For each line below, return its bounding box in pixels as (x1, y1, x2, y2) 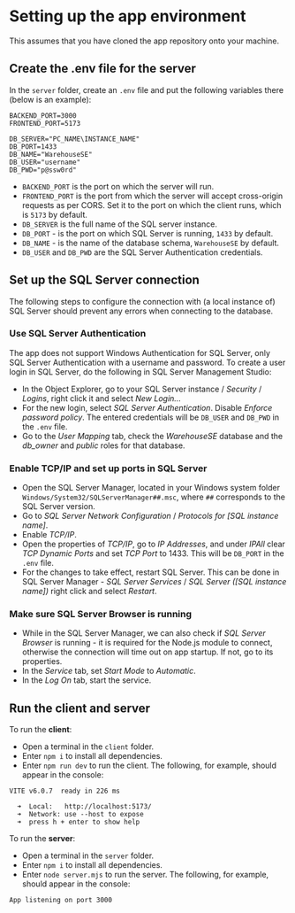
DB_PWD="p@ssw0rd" (9, 166, 77, 174)
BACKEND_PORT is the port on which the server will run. (21, 181, 215, 191)
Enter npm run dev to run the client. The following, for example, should (21, 760, 276, 771)
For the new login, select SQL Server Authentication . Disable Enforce (21, 402, 273, 413)
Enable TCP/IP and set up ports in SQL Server (9, 462, 208, 475)
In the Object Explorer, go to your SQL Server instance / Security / (21, 383, 262, 394)
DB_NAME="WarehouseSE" (9, 150, 93, 159)
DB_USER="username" (9, 158, 81, 166)
